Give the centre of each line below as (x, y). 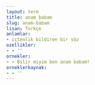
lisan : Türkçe (24, 28)
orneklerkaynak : (26, 67)
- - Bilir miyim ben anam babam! (48, 62)
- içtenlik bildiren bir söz (43, 40)
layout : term (23, 12)
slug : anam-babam (28, 23)
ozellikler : (21, 45)
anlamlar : (19, 34)
